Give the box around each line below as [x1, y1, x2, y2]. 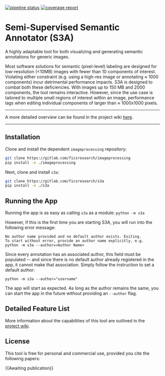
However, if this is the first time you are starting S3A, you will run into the [5, 219, 153, 225]
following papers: [5, 355, 40, 361]
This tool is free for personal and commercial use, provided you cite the [5, 350, 150, 356]
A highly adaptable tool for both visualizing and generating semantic [5, 48, 143, 54]
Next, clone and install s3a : [5, 169, 59, 175]
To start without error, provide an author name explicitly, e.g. [5, 239, 144, 244]
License [5, 337, 30, 345]
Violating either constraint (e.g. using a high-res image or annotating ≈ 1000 [5, 74, 159, 80]
